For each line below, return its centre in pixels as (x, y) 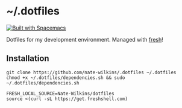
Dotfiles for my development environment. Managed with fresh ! (85, 39)
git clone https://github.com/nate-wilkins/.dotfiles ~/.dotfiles (91, 72)
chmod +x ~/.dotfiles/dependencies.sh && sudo (66, 78)
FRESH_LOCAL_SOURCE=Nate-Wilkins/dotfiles (60, 94)
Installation (28, 59)
